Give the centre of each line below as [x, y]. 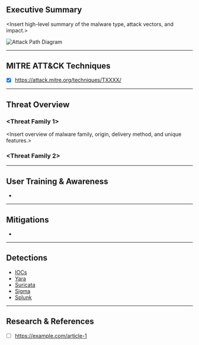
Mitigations [28, 219]
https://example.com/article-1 [51, 336]
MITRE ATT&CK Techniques [58, 66]
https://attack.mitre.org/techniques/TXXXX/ [68, 80]
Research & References [50, 322]
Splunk [23, 297]
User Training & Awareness [57, 181]
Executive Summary [44, 10]
